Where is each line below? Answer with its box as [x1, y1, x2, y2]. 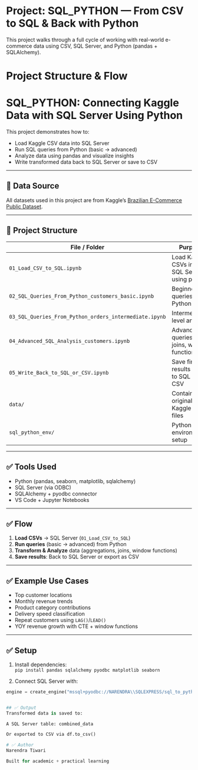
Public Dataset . [6, 203, 43, 210]
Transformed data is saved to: [6, 710, 83, 716]
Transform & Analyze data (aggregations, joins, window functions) [14, 547, 178, 554]
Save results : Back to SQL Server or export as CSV [14, 553, 140, 560]
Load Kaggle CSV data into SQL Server [14, 140, 110, 147]
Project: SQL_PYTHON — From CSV [6, 4, 184, 18]
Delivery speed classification [14, 610, 85, 617]
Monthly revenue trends [14, 598, 73, 605]
